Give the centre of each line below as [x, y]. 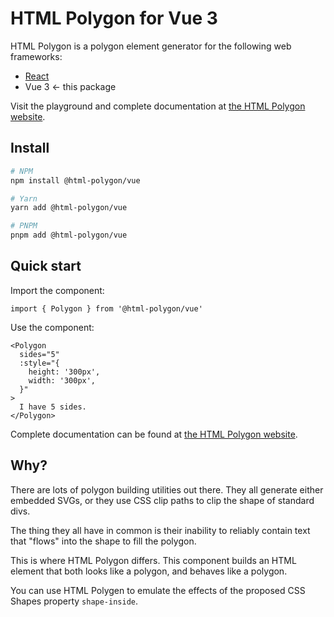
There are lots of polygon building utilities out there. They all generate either [167, 489]
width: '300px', [62, 380]
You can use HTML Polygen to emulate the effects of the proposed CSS [158, 590]
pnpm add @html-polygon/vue [69, 235]
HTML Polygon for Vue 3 [114, 18]
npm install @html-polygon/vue [75, 180]
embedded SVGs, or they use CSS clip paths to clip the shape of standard [162, 500]
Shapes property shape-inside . [74, 601]
